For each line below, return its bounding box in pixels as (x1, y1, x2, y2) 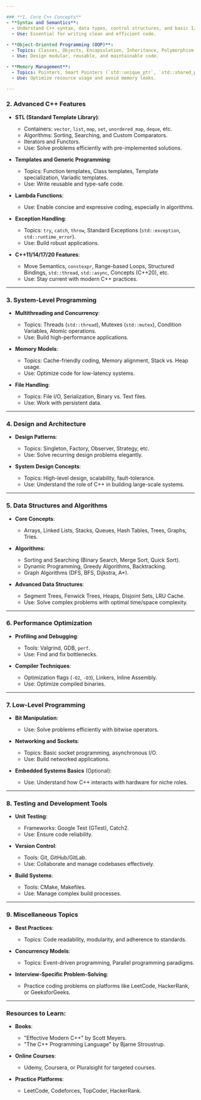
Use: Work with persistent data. (23, 399, 102, 406)
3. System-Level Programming (6, 296, 97, 304)
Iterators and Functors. (23, 138, 81, 145)
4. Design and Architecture (6, 420, 86, 428)
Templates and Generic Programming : (14, 156, 112, 163)
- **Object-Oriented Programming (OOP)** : (6, 42, 114, 48)
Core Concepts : (14, 515, 55, 522)
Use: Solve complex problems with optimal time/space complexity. (23, 598, 188, 605)
